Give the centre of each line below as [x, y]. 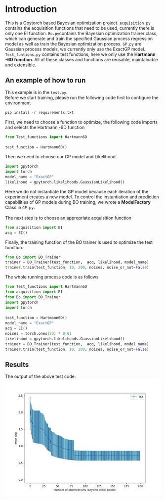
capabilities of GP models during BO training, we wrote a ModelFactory [78, 202]
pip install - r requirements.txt [40, 112]
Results [17, 364]
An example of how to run [45, 80]
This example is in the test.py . [36, 92]
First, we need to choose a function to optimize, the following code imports [82, 122]
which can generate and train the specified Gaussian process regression [79, 39]
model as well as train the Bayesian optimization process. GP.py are [73, 44]
